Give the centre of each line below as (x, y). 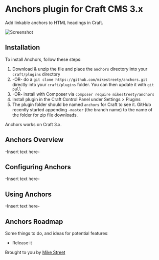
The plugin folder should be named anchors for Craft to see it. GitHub (82, 104)
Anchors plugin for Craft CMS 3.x (74, 9)
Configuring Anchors (38, 167)
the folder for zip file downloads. (45, 115)
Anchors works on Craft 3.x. (34, 124)
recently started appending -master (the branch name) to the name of (82, 109)
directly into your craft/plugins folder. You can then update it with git (83, 84)
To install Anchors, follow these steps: (43, 59)
